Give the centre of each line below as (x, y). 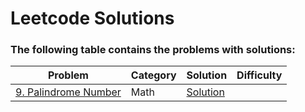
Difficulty (259, 75)
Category (153, 75)
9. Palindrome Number (68, 92)
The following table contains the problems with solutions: (153, 50)
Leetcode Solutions (92, 18)
